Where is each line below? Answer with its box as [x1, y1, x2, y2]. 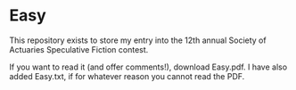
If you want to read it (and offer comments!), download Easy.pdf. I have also [9, 61, 288, 72]
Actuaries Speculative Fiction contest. [9, 44, 149, 54]
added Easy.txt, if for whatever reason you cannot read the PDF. [9, 70, 245, 81]
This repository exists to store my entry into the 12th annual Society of [9, 35, 267, 45]
